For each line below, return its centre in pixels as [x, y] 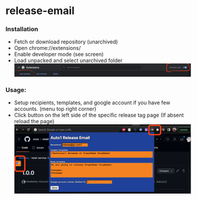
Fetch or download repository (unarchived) [66, 42]
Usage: [16, 90]
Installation [22, 29]
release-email [40, 11]
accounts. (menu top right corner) [55, 109]
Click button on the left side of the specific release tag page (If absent [99, 115]
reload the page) [34, 121]
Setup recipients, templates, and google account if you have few [92, 103]
